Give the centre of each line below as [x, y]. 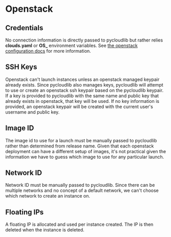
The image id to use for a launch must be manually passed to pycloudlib [81, 140]
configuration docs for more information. [48, 51]
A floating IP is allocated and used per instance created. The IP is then [79, 224]
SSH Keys [21, 67]
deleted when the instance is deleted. [45, 230]
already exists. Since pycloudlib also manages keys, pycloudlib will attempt [84, 84]
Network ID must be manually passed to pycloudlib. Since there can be [80, 185]
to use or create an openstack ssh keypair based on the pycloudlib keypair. [84, 90]
